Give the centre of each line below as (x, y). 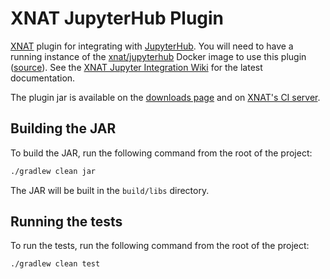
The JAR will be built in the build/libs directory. (110, 190)
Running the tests (66, 222)
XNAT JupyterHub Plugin (117, 18)
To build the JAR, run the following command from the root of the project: (161, 153)
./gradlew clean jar (53, 171)
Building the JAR (63, 128)
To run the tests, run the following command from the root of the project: (160, 246)
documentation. (43, 78)
